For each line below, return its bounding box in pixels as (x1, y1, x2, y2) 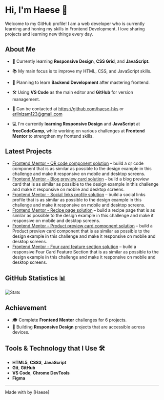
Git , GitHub (12, 365, 36, 371)
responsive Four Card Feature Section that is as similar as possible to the (12, 249, 159, 254)
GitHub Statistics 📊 (5, 274, 66, 282)
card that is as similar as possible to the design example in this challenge (12, 181, 159, 187)
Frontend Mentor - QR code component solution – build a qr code (12, 160, 144, 166)
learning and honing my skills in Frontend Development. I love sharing (5, 25, 145, 31)
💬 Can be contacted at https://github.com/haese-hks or (12, 105, 124, 112)
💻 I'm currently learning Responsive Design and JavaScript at (12, 121, 140, 126)
